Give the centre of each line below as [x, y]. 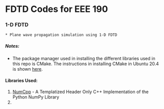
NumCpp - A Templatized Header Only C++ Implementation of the [80, 92]
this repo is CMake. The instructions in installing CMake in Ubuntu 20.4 [85, 64]
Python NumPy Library [36, 97]
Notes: [12, 46]
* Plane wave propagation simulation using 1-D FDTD [61, 35]
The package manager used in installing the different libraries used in [84, 59]
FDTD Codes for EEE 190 [57, 9]
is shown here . [27, 69]
